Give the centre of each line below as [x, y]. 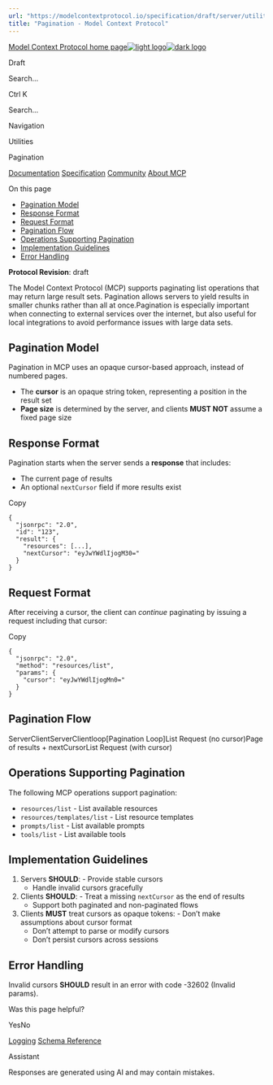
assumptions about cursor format [76, 922]
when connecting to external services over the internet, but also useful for [133, 313]
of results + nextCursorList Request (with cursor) [91, 747]
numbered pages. [38, 376]
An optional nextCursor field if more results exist [101, 487]
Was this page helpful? [47, 1009]
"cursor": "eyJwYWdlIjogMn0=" [74, 680]
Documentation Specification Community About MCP [97, 172]
